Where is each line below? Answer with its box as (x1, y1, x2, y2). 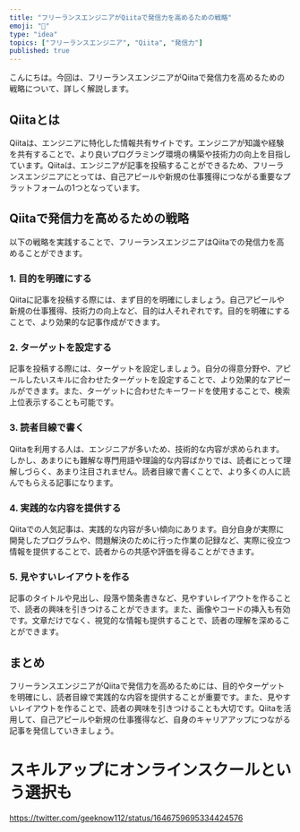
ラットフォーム (9, 182, 64, 193)
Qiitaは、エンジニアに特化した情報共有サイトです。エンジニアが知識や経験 (9, 137, 285, 148)
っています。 (98, 182, 145, 193)
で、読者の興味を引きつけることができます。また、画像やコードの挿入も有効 (9, 604, 291, 614)
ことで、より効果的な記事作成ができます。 (9, 317, 166, 328)
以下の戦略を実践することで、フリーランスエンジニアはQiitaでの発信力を (9, 236, 277, 247)
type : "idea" (9, 30, 58, 39)
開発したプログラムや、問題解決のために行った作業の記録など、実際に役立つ (9, 535, 291, 545)
